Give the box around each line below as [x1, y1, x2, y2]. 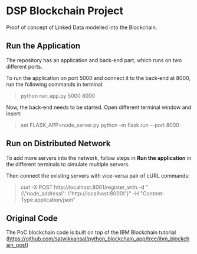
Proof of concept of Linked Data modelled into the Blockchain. [6, 24, 157, 31]
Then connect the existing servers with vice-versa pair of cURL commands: [6, 172, 190, 179]
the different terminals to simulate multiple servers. [6, 160, 130, 168]
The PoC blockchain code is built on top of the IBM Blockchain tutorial [6, 229, 176, 236]
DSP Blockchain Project [6, 4, 124, 18]
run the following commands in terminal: [6, 81, 104, 88]
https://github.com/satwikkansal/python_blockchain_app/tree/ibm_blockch [8, 235, 190, 242]
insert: [6, 110, 22, 117]
